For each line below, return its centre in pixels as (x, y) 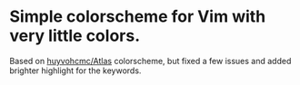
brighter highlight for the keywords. (75, 71)
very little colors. (75, 36)
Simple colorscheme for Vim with (138, 17)
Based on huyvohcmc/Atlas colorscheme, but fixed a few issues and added (150, 61)
